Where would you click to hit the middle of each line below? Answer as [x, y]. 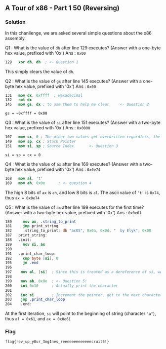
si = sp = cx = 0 [23, 155]
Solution [16, 22]
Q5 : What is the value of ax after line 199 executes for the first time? [75, 207]
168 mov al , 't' [24, 178]
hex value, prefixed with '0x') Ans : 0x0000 [48, 128]
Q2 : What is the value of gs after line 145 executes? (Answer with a [74, 81]
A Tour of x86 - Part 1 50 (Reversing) [62, 8]
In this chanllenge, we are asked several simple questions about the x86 [79, 33]
